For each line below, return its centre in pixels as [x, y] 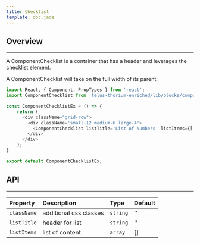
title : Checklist [28, 12]
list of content [62, 232]
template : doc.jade [30, 17]
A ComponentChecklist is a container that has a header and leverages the [97, 61]
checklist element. [29, 68]
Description [60, 203]
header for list [62, 223]
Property [22, 203]
